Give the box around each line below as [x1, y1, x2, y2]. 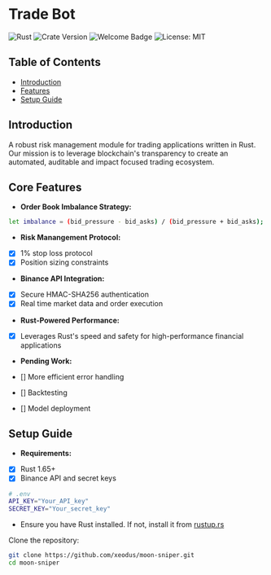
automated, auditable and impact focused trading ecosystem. [8, 156, 215, 167]
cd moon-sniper [8, 559, 60, 567]
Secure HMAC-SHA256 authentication [20, 290, 149, 300]
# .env [8, 489, 31, 498]
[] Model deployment [20, 403, 91, 413]
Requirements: [20, 449, 72, 459]
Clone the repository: [8, 535, 80, 546]
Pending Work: [20, 356, 72, 366]
